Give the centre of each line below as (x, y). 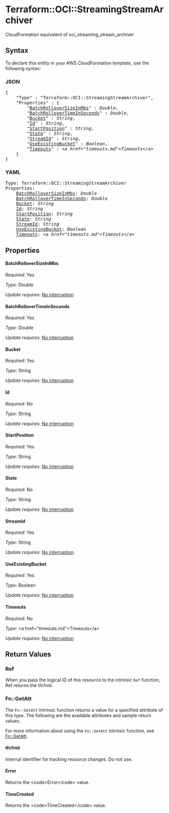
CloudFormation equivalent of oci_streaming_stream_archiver (70, 34)
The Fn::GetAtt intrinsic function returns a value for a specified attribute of (84, 710)
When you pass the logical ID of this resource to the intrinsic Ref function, (83, 680)
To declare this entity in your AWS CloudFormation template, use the (77, 63)
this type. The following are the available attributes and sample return (78, 715)
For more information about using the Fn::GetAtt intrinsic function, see (80, 731)
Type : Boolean (20, 585)
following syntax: (23, 68)
